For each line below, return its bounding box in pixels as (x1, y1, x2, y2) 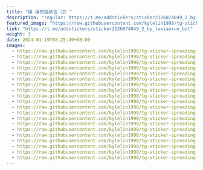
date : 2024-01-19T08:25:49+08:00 (6, 37, 91, 43)
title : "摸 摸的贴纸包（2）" (6, 8, 72, 15)
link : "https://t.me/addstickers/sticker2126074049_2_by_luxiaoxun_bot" (6, 25, 193, 32)
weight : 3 (6, 31, 31, 37)
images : (6, 43, 26, 49)
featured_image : (6, 20, 47, 26)
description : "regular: (6, 14, 66, 20)
